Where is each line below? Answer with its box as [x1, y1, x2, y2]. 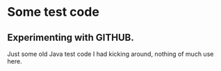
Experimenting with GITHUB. [7, 32, 134, 43]
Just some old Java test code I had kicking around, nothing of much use [7, 50, 214, 58]
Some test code [7, 4, 99, 20]
